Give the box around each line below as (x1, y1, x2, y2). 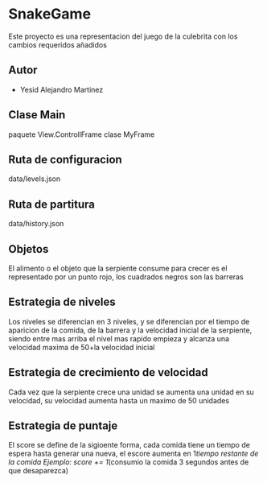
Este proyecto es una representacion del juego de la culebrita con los (8, 31, 238, 41)
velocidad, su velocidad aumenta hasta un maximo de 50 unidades (8, 395, 230, 405)
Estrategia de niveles (8, 295, 116, 309)
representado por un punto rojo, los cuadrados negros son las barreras (8, 272, 244, 282)
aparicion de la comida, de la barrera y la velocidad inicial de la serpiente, (8, 325, 253, 335)
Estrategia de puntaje (8, 419, 118, 433)
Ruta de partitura (8, 197, 95, 211)
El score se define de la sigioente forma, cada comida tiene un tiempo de (8, 440, 251, 450)
